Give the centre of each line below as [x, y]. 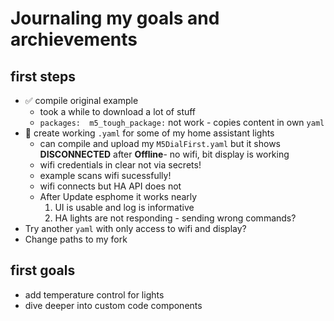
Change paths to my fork [76, 239]
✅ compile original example [81, 100]
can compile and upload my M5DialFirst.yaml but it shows [160, 143]
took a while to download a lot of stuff [118, 111]
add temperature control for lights [94, 294]
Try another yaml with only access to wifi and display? [135, 228]
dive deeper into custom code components [113, 305]
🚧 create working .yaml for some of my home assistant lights [149, 133]
